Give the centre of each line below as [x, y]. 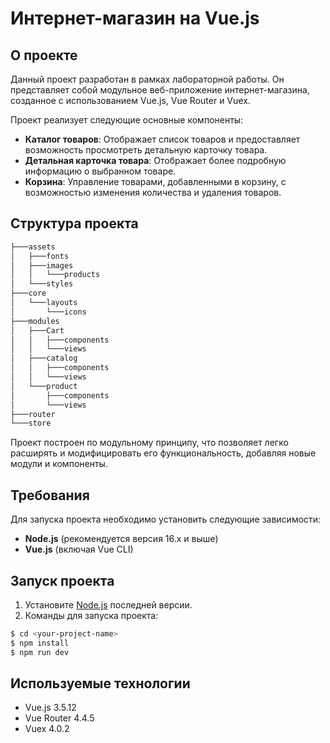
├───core [28, 293]
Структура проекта [74, 223]
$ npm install [40, 643]
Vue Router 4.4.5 [59, 718]
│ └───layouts [44, 303]
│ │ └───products [55, 275]
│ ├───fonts [40, 256]
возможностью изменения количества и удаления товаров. [153, 192]
